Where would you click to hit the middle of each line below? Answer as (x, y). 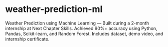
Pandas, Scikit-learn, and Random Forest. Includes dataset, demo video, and (84, 33)
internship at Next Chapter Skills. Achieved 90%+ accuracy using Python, (81, 28)
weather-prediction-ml (54, 9)
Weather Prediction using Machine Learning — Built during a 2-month (77, 23)
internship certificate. (27, 39)
